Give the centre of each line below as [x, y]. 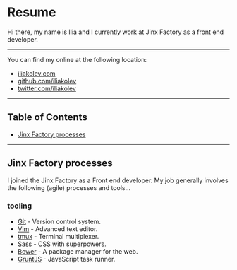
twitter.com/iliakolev [47, 88]
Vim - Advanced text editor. [57, 229]
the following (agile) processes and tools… [69, 187]
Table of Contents [48, 117]
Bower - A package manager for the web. [78, 251]
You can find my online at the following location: [77, 59]
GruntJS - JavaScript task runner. [66, 259]
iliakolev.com [36, 73]
